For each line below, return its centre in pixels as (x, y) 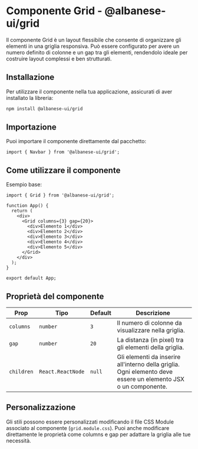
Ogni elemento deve (145, 372)
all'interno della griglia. (148, 364)
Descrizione (153, 313)
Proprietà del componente (55, 296)
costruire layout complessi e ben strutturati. (59, 59)
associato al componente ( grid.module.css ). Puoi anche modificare (88, 428)
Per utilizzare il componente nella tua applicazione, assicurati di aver (89, 91)
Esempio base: (24, 185)
